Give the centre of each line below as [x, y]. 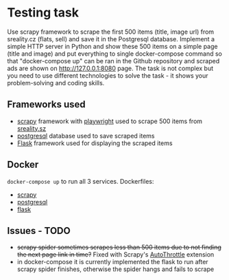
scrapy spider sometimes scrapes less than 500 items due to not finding [119, 247]
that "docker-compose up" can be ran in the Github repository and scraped [113, 61]
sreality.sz [32, 128]
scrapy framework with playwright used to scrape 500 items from [110, 121]
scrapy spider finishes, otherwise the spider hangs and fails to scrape [116, 269]
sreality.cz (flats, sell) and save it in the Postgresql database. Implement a [111, 39]
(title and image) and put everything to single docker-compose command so [115, 54]
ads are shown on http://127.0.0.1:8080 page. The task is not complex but [110, 68]
